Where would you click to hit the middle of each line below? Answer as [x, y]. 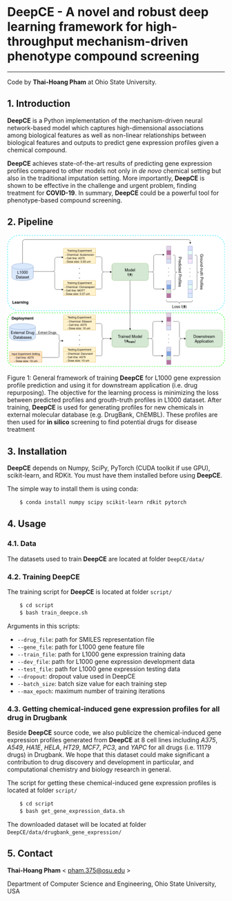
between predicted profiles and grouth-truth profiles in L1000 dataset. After [115, 400]
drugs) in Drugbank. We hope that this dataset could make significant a [108, 755]
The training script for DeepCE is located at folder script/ [90, 592]
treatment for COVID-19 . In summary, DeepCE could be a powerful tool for [113, 193]
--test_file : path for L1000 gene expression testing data [99, 669]
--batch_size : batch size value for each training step [92, 683]
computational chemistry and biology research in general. [89, 769]
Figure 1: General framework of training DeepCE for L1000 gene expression [114, 378]
